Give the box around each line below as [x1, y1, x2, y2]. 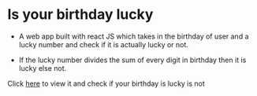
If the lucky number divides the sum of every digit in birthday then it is [18, 55, 247, 65]
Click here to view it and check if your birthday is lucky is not [7, 79, 206, 88]
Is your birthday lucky [7, 6, 154, 24]
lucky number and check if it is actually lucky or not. [18, 39, 188, 49]
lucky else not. [18, 63, 67, 72]
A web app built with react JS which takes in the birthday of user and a [18, 31, 249, 41]
